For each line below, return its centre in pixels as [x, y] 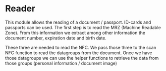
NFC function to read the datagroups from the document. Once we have [79, 53]
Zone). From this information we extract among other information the [75, 33]
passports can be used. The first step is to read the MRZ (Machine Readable [83, 27]
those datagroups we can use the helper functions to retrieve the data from [82, 58]
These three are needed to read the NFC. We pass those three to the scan [81, 47]
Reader [20, 9]
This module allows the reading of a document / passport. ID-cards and [78, 22]
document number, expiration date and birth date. [56, 38]
